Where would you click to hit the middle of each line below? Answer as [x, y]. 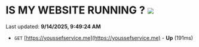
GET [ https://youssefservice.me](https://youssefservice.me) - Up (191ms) [104, 38]
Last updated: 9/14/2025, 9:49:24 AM [53, 26]
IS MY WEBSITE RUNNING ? [76, 10]
